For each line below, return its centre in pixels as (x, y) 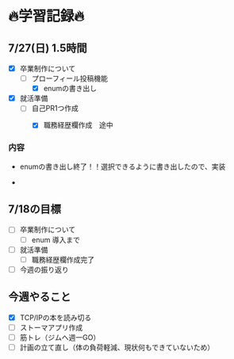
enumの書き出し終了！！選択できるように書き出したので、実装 (123, 166)
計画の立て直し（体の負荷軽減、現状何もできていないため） (117, 347)
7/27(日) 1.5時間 (48, 48)
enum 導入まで (56, 239)
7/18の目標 (35, 210)
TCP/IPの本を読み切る (56, 317)
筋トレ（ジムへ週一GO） (60, 337)
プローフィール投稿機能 (70, 78)
